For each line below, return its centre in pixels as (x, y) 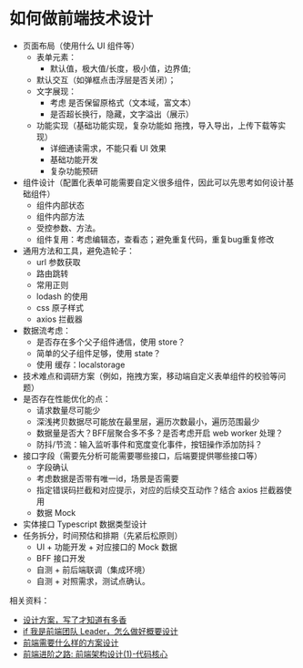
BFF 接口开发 (61, 558)
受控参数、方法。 (68, 228)
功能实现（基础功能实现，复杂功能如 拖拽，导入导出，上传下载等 (157, 125)
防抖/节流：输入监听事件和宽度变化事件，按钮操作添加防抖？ (149, 444)
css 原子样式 (60, 307)
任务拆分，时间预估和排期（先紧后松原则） (102, 535)
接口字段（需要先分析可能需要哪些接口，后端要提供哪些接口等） (142, 456)
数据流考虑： (46, 330)
